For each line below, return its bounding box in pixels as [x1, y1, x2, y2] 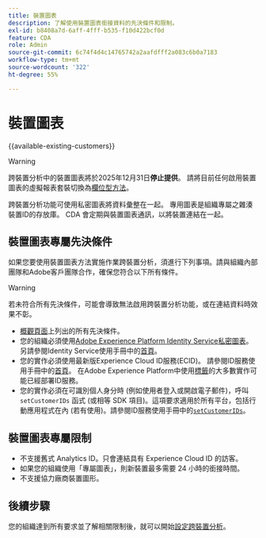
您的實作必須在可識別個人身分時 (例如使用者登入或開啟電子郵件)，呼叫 [19, 386, 249, 395]
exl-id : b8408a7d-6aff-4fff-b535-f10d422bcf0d [8, 26, 165, 34]
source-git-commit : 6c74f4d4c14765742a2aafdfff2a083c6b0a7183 [8, 48, 218, 56]
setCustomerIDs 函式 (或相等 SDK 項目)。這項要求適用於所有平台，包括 [19, 396, 249, 405]
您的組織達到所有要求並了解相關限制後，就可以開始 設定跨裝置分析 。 [8, 521, 230, 531]
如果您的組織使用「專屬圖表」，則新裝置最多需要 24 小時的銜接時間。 [19, 463, 245, 473]
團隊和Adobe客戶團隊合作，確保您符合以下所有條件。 [8, 267, 183, 277]
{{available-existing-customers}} [8, 140, 116, 151]
